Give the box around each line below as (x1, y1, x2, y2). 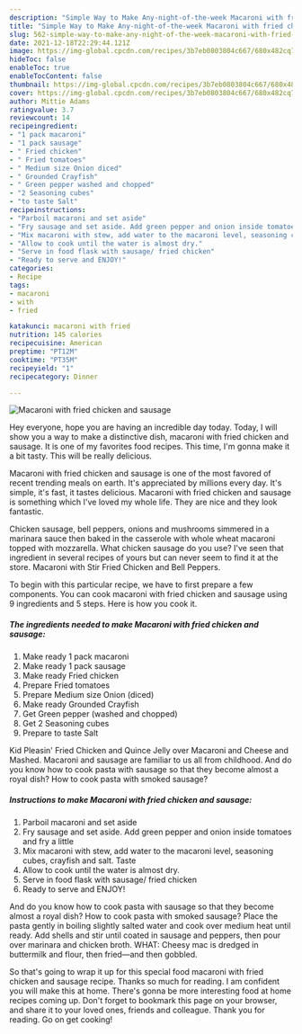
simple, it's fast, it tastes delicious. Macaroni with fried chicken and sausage (9, 487, 292, 498)
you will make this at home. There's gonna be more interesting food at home (9, 985, 292, 996)
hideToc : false (9, 55, 67, 64)
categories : (9, 264, 54, 273)
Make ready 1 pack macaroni (22, 651, 129, 662)
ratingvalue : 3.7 (9, 105, 75, 114)
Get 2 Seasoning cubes (22, 718, 110, 729)
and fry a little (22, 836, 75, 847)
